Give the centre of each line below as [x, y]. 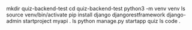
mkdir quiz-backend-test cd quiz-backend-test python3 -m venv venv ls [96, 9]
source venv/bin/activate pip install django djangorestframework [86, 15]
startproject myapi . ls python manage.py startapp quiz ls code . [102, 21]
